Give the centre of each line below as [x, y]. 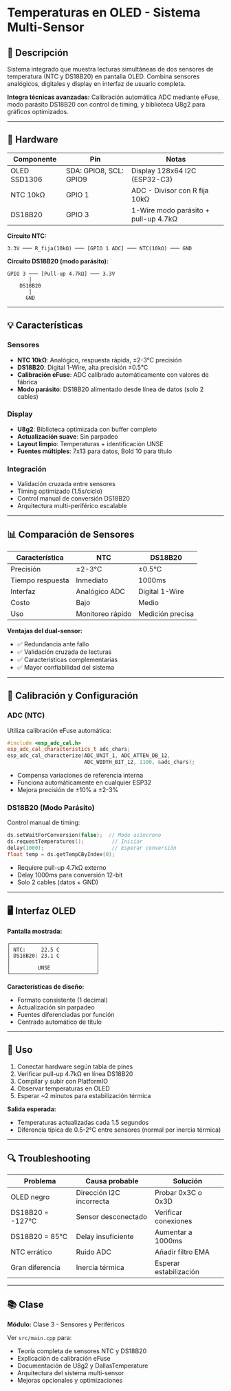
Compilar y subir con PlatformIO [63, 1081]
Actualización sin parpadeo [56, 1007]
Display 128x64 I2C [164, 171]
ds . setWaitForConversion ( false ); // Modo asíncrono [84, 835]
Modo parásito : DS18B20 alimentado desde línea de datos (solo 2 [110, 389]
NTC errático [32, 1252]
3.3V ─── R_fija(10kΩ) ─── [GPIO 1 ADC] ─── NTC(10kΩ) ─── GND [100, 248]
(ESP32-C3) [152, 179]
